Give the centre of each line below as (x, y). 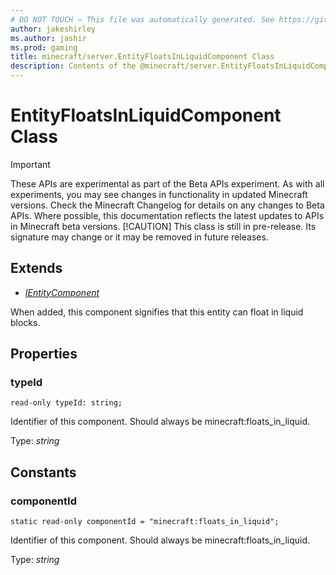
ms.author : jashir (48, 38)
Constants (43, 472)
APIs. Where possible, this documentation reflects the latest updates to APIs (167, 215)
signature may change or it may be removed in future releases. (139, 237)
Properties (44, 354)
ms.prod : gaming (44, 47)
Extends (36, 268)
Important (30, 164)
